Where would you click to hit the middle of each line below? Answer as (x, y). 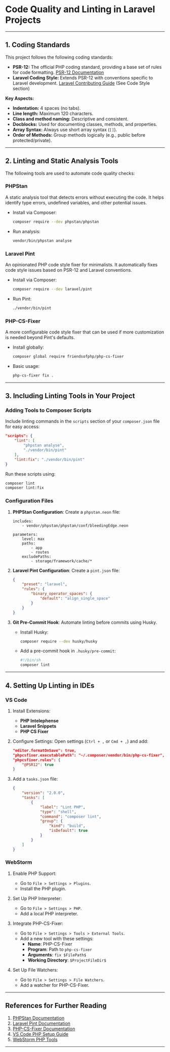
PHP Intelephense (39, 721)
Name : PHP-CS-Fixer (50, 944)
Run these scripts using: (30, 474)
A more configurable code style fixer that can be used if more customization (85, 332)
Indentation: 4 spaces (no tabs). (47, 108)
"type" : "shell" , (58, 812)
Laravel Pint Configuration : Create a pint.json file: (66, 570)
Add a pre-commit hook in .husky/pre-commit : (68, 651)
